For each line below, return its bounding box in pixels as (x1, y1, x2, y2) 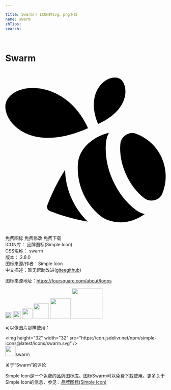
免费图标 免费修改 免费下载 (5, 235, 62, 241)
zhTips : (5, 21, 22, 27)
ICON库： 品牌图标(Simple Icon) (5, 242, 73, 248)
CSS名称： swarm (5, 248, 43, 254)
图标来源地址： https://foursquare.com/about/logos (5, 278, 112, 284)
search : (5, 26, 22, 31)
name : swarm (5, 16, 31, 22)
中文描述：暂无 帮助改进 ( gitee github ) (5, 267, 81, 273)
